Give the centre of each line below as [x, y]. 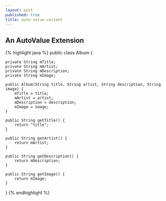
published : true [22, 15]
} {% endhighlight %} [28, 193]
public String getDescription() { [42, 156]
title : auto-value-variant [34, 19]
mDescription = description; [45, 103]
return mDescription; [37, 161]
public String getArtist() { [36, 138]
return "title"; [32, 125]
